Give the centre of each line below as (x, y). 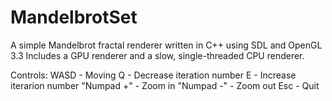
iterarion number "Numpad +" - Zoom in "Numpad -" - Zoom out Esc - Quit (165, 85)
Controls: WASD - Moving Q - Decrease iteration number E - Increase (153, 75)
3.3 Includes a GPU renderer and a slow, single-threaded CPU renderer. (157, 55)
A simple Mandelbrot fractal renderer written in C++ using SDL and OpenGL (166, 45)
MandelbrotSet (74, 17)
